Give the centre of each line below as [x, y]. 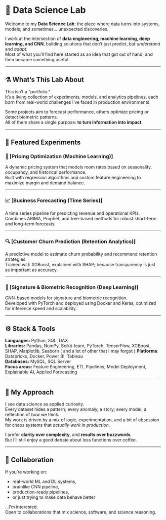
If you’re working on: [26, 472]
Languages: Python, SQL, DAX [37, 341]
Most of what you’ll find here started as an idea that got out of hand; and [79, 54]
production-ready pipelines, [41, 492]
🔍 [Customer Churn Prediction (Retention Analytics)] [70, 241]
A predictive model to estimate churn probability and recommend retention [81, 254]
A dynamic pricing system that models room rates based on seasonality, [79, 167]
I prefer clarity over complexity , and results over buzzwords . [68, 435]
